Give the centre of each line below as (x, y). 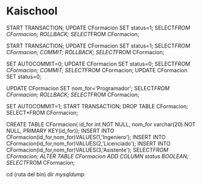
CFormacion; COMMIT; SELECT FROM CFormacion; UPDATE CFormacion (97, 70)
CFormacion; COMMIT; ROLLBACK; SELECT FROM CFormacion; (85, 52)
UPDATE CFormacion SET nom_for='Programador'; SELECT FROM (88, 88)
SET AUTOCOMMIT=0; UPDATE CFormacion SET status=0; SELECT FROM (98, 64)
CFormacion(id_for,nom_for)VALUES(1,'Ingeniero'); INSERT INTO (86, 137)
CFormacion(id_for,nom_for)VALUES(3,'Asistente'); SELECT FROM (87, 150)
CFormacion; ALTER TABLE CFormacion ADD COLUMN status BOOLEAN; (97, 156)
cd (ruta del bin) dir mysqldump (46, 174)
